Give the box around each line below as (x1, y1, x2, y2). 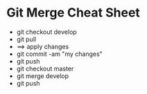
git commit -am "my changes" (16, 50, 103, 58)
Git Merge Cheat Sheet (6, 5, 140, 21)
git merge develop (16, 71, 69, 80)
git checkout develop (16, 28, 77, 36)
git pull (16, 35, 36, 43)
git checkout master (16, 64, 74, 73)
